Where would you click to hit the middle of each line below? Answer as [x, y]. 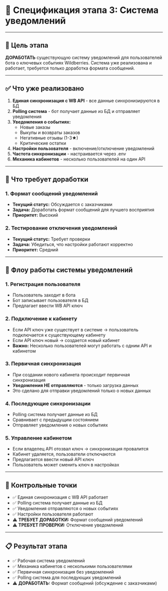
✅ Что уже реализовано [44, 89]
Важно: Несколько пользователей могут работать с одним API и [82, 345]
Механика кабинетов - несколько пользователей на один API [79, 159]
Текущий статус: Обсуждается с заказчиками [62, 204]
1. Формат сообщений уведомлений [51, 193]
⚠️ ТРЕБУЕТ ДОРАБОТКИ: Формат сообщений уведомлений [78, 520]
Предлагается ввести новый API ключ [53, 459]
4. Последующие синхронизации [48, 403]
